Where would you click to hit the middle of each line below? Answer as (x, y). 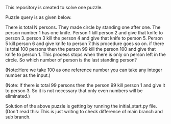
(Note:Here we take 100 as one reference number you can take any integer (84, 70)
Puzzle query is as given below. (39, 17)
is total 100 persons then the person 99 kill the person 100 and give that (81, 49)
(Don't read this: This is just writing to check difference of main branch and (84, 111)
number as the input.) (28, 75)
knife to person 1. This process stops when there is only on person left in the (86, 54)
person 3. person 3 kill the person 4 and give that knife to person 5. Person (84, 38)
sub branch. (18, 117)
